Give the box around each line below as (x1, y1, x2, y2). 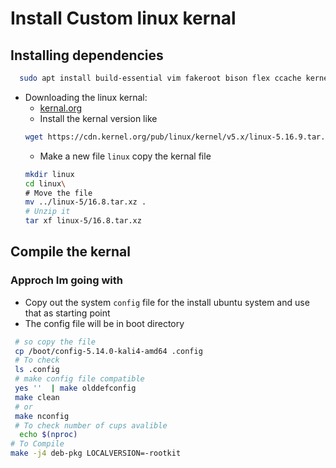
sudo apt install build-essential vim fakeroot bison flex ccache (19, 73, 302, 83)
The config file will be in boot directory (24, 317, 185, 329)
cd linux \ (24, 178, 67, 189)
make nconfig (14, 411, 70, 421)
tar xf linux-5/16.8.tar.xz (24, 216, 142, 226)
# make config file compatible (14, 374, 145, 384)
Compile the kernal (10, 243, 131, 261)
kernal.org (39, 102, 83, 114)
